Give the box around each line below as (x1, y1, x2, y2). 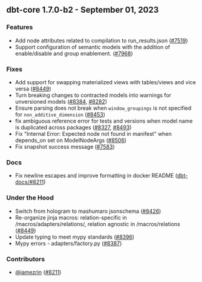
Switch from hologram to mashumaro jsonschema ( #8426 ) (15, 207, 161, 215)
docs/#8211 (15, 178, 44, 186)
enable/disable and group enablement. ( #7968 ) (15, 50, 133, 57)
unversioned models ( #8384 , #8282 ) (15, 98, 108, 105)
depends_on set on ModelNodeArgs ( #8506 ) (15, 136, 127, 144)
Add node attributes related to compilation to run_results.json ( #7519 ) (15, 36, 188, 44)
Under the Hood (6, 193, 54, 202)
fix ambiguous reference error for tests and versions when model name (15, 117, 193, 124)
